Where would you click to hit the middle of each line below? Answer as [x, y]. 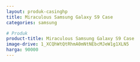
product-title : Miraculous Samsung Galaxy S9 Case [70, 39]
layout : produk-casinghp [37, 12]
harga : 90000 [22, 50]
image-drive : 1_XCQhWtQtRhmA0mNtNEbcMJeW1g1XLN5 [68, 44]
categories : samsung [32, 22]
